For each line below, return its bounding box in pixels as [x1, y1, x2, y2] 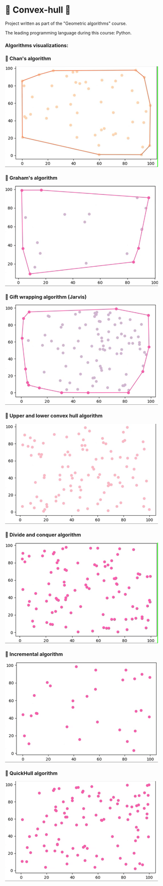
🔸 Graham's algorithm [5, 174, 58, 181]
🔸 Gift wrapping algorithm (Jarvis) [5, 294, 87, 300]
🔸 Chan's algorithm [5, 55, 51, 62]
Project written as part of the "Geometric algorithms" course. [5, 20, 127, 26]
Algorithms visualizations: [5, 42, 69, 49]
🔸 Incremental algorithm [5, 651, 63, 658]
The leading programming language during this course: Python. [5, 30, 132, 35]
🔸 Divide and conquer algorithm [5, 531, 81, 538]
